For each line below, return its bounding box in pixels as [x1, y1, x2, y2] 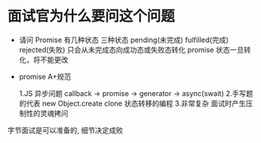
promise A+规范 [18, 71, 72, 81]
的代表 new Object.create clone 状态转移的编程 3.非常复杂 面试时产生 [18, 99, 246, 108]
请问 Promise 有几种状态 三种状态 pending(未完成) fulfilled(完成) [18, 35, 229, 44]
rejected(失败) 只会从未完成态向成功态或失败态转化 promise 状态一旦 [18, 44, 244, 54]
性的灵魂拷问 [25, 108, 68, 118]
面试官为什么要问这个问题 [7, 7, 176, 25]
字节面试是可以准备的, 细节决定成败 [7, 125, 123, 135]
